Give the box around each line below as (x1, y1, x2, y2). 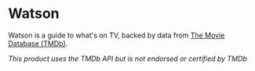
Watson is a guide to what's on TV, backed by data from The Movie (8, 30, 225, 40)
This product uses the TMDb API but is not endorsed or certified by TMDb (8, 54, 247, 63)
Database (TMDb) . (8, 38, 68, 48)
